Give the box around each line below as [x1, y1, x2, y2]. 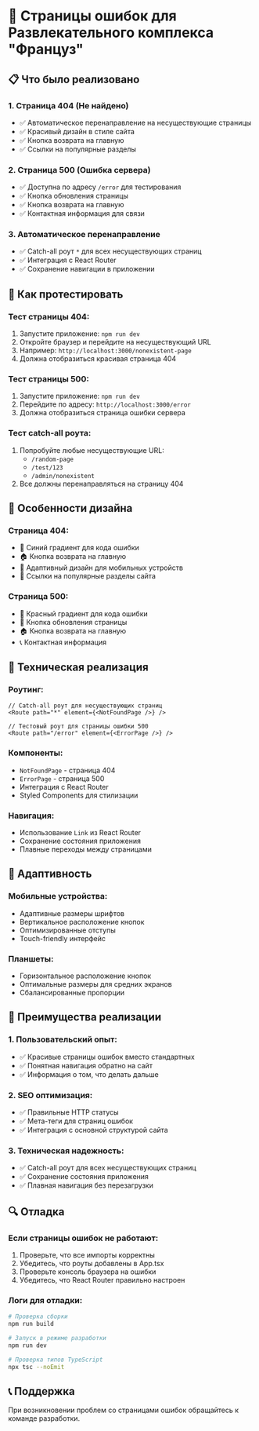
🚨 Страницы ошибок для [8, 7, 178, 25]
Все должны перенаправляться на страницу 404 [19, 479, 184, 488]
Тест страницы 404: [8, 311, 90, 322]
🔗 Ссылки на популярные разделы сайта [19, 571, 156, 581]
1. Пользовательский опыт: [8, 1034, 117, 1045]
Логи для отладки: [8, 1294, 83, 1305]
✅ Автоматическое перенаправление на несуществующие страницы [19, 118, 252, 127]
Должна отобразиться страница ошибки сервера [19, 408, 186, 418]
